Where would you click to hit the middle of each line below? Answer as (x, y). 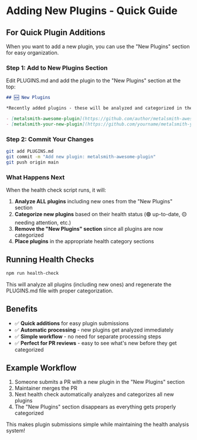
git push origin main (33, 162)
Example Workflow (41, 368)
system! (16, 431)
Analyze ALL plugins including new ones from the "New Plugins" (94, 202)
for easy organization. (33, 53)
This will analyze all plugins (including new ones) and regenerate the (89, 284)
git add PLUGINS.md (30, 151)
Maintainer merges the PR (46, 388)
